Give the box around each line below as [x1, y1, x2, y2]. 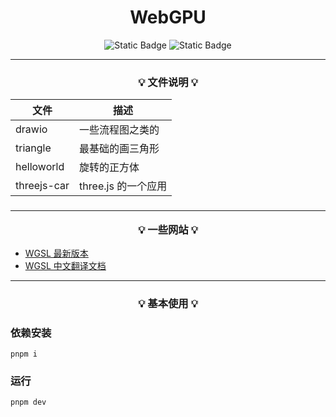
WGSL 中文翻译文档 [24, 259, 107, 271]
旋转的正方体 [79, 161, 140, 175]
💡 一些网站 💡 [137, 222, 199, 236]
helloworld [15, 160, 65, 174]
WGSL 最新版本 [24, 247, 89, 259]
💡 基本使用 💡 [137, 296, 199, 310]
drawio [15, 122, 48, 136]
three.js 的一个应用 [79, 179, 168, 193]
